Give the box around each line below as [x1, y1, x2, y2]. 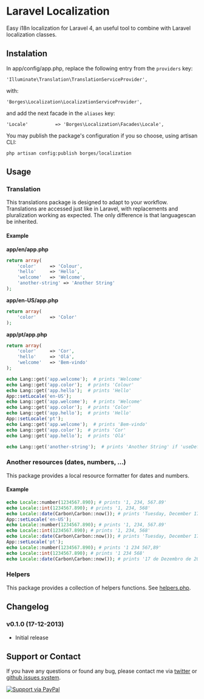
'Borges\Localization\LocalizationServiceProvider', [6, 99, 143, 105]
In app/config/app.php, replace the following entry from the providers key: [6, 64, 193, 72]
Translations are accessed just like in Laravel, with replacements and [6, 205, 178, 212]
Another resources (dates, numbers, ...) [6, 458, 126, 467]
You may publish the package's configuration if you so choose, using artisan [6, 132, 198, 139]
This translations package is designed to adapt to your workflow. [6, 199, 168, 206]
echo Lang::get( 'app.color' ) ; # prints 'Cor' [6, 427, 126, 433]
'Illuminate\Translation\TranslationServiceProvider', [6, 76, 148, 83]
